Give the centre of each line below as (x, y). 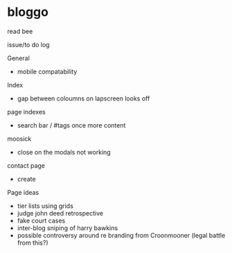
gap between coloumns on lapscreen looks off (83, 98)
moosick (19, 139)
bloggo (28, 12)
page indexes (27, 112)
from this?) (33, 243)
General (18, 58)
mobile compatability (47, 71)
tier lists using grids (45, 206)
